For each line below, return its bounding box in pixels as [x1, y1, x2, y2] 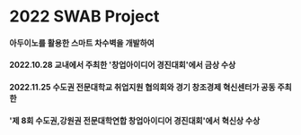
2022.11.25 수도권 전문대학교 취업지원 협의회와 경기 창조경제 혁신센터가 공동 [9, 81, 276, 92]
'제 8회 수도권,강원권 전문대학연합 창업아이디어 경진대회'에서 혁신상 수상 [9, 114, 261, 126]
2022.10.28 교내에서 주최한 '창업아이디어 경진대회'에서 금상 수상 [9, 60, 236, 71]
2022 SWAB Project [9, 6, 160, 27]
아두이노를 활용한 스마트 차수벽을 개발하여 [9, 38, 155, 48]
